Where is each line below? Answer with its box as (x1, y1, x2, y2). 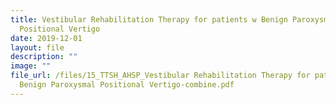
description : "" (10, 52, 78, 62)
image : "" (10, 61, 52, 71)
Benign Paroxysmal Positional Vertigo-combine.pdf (19, 80, 235, 90)
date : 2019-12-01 (10, 33, 83, 43)
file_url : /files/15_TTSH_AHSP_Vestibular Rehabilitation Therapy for (10, 71, 311, 81)
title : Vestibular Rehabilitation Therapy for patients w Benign (10, 14, 288, 25)
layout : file (10, 42, 65, 53)
